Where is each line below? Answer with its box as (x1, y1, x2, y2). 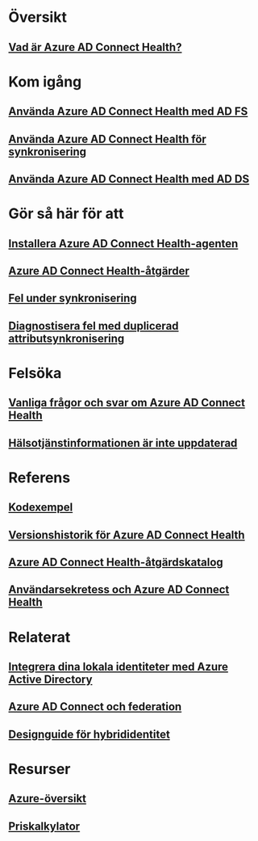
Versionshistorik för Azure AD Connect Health (8, 528, 245, 541)
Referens (8, 469, 71, 486)
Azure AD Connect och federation (8, 700, 182, 714)
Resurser (8, 759, 71, 778)
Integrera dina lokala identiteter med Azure (8, 659, 228, 674)
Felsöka (8, 364, 62, 382)
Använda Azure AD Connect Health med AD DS (8, 172, 250, 186)
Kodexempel (8, 501, 73, 515)
